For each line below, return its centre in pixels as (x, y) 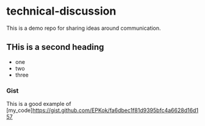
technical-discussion (61, 11)
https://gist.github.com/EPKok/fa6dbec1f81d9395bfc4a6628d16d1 (116, 110)
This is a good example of (39, 104)
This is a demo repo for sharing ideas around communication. (84, 28)
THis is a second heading (55, 47)
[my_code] (20, 110)
